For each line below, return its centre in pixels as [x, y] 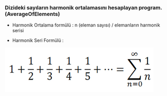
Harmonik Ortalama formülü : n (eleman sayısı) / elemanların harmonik [86, 25]
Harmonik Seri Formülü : [38, 40]
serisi [18, 31]
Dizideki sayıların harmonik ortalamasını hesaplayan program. [83, 8]
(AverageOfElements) [32, 14]
